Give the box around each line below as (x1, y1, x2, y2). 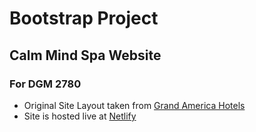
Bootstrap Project (9, 7, 159, 30)
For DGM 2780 (9, 77, 82, 91)
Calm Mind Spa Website (9, 47, 162, 64)
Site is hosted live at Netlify (23, 110, 137, 122)
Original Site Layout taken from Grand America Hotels (23, 99, 246, 111)
